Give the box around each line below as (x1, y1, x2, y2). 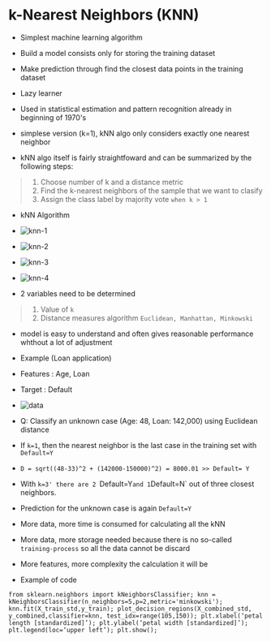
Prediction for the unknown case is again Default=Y (19, 503, 192, 513)
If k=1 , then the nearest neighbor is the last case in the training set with (19, 440, 257, 450)
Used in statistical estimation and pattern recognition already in (19, 104, 232, 114)
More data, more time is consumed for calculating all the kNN (19, 519, 226, 528)
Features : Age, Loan (19, 368, 90, 378)
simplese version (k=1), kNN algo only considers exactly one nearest (19, 128, 250, 138)
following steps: (19, 161, 74, 171)
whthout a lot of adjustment (19, 337, 113, 347)
